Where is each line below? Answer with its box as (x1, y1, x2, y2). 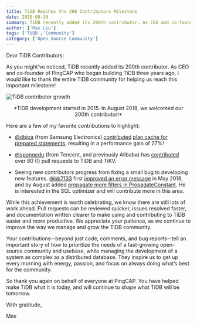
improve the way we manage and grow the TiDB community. (6, 224, 152, 230)
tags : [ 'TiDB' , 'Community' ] (6, 30, 75, 36)
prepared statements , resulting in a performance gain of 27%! (14, 140, 164, 146)
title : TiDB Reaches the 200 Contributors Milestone (6, 8, 138, 15)
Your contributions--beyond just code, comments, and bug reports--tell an (6, 235, 186, 242)
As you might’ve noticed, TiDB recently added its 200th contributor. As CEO (6, 63, 189, 70)
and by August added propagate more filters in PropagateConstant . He (14, 181, 186, 188)
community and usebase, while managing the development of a (24, 247, 178, 254)
